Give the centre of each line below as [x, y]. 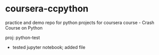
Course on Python [24, 27]
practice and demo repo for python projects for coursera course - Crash [80, 22]
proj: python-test [23, 37]
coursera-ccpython [47, 9]
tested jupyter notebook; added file [49, 47]
